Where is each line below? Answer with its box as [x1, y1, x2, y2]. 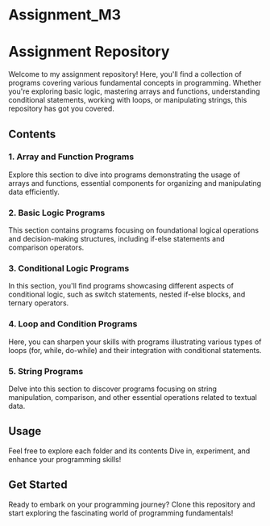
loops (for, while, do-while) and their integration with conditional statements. [8, 345, 262, 355]
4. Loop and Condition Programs [8, 318, 138, 330]
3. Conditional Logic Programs [8, 263, 130, 274]
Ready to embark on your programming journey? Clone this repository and [8, 499, 255, 509]
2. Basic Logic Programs [8, 207, 106, 218]
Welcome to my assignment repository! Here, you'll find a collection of [8, 69, 242, 79]
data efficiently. [8, 187, 60, 196]
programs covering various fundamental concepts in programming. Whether [8, 78, 262, 88]
